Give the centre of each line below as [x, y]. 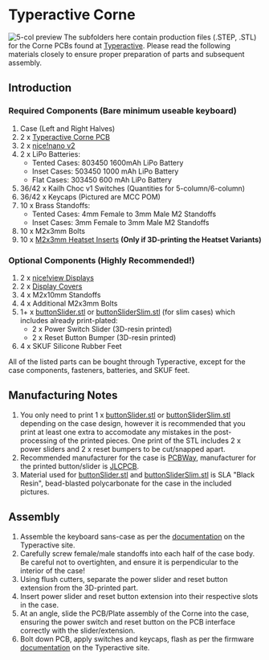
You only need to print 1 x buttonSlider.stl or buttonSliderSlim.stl [125, 415]
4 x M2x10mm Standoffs [60, 294]
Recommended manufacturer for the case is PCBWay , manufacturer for [138, 457]
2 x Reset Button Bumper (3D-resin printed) [104, 337]
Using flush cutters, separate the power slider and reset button [124, 579]
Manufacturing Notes [63, 396]
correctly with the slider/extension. [77, 630]
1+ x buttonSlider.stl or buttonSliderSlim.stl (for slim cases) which [127, 312]
